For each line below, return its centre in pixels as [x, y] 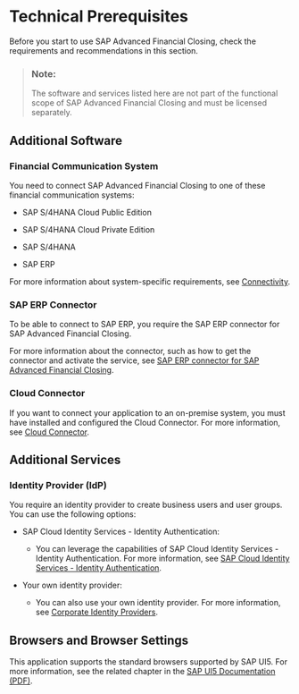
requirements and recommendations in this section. [104, 50]
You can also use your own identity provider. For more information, [158, 603]
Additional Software [66, 140]
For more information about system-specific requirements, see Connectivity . [150, 281]
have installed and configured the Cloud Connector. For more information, [145, 422]
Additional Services [65, 459]
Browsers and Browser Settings [99, 640]
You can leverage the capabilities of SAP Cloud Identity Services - [157, 549]
